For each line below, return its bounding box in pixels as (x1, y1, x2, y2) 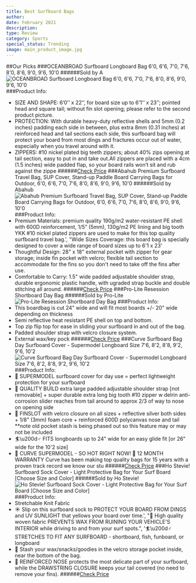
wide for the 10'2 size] (14, 443, 68, 451)
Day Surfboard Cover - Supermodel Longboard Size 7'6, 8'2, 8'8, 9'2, (14, 341, 183, 348)
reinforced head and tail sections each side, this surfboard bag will (14, 130, 176, 137)
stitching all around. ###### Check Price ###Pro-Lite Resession (14, 285, 169, 293)
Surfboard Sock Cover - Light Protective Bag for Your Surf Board (14, 468, 171, 475)
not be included (14, 428, 53, 435)
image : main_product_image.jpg (6, 47, 82, 53)
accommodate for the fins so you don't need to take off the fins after (14, 260, 180, 268)
